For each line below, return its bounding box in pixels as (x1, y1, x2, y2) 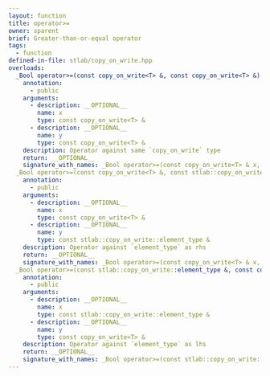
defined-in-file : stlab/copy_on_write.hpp (8, 57, 153, 65)
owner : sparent (8, 27, 59, 35)
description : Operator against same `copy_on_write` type (22, 146, 221, 154)
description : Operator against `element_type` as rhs (22, 243, 207, 251)
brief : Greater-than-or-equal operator (8, 34, 142, 43)
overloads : (8, 64, 45, 72)
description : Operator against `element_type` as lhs (22, 341, 207, 349)
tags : (8, 42, 27, 50)
